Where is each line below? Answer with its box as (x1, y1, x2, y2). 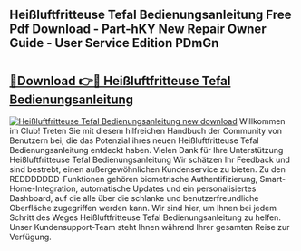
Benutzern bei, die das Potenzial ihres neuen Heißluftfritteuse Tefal (9, 135, 259, 146)
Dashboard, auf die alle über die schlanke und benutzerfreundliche (9, 193, 260, 203)
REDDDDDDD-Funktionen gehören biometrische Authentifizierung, (9, 174, 258, 184)
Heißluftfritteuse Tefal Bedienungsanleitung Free (9, 7, 292, 23)
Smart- (259, 174, 286, 184)
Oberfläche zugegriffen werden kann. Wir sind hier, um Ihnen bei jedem (9, 203, 277, 213)
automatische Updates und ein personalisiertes (80, 183, 257, 194)
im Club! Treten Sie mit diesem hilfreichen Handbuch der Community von (9, 126, 283, 136)
